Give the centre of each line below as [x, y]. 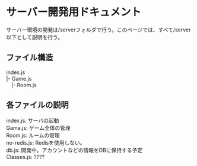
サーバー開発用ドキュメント [74, 12]
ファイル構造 [30, 58]
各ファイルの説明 [37, 105]
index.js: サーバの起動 [33, 120]
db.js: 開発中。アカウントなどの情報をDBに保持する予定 [74, 150]
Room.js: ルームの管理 [33, 135]
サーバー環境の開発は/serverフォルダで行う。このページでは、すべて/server [99, 30]
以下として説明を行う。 [35, 37]
